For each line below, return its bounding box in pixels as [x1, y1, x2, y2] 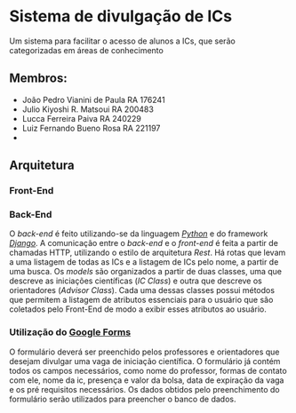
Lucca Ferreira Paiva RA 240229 [21, 113, 142, 123]
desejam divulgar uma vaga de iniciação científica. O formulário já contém [9, 355, 281, 366]
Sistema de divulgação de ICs [9, 6, 233, 27]
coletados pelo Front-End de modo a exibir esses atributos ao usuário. [9, 304, 267, 314]
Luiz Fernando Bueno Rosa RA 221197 [21, 123, 161, 133]
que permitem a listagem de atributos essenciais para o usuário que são [9, 295, 274, 306]
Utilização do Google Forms [9, 326, 132, 338]
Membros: [9, 71, 68, 86]
